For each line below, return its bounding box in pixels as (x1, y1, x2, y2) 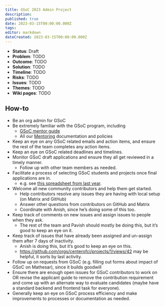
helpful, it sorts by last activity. (19, 253, 82, 259)
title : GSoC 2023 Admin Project (5, 7, 72, 12)
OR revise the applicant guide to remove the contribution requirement (12, 274, 154, 280)
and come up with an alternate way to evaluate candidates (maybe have (12, 279, 159, 286)
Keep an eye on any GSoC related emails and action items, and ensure (12, 138, 156, 144)
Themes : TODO (12, 85, 45, 91)
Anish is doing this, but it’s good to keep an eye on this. (19, 243, 132, 249)
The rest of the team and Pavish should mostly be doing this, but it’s (19, 222, 158, 228)
